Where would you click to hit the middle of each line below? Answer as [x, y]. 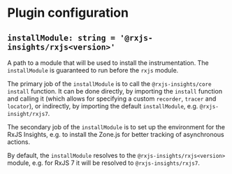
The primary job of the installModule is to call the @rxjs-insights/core [109, 84]
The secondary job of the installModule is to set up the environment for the [116, 127]
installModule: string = [61, 38]
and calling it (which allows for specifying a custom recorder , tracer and [112, 99]
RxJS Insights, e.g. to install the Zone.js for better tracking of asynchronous [116, 135]
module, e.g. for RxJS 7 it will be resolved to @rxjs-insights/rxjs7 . [104, 163]
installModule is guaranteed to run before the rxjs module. [93, 70]
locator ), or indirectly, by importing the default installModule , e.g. [103, 106]
